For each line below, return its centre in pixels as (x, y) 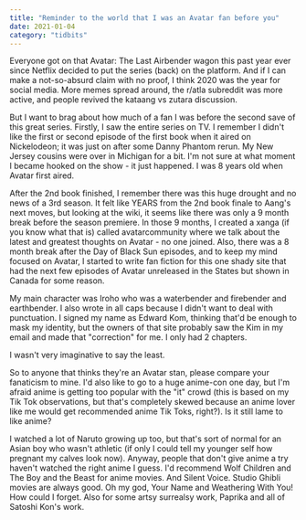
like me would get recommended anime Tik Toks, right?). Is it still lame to (146, 411)
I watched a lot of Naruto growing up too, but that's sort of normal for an (145, 439)
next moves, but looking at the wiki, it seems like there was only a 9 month (149, 213)
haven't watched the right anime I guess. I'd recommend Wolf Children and (151, 468)
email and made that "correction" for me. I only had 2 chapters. (128, 337)
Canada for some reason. (57, 281)
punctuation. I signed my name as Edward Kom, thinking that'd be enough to (153, 318)
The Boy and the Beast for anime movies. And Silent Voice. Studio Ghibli (145, 478)
